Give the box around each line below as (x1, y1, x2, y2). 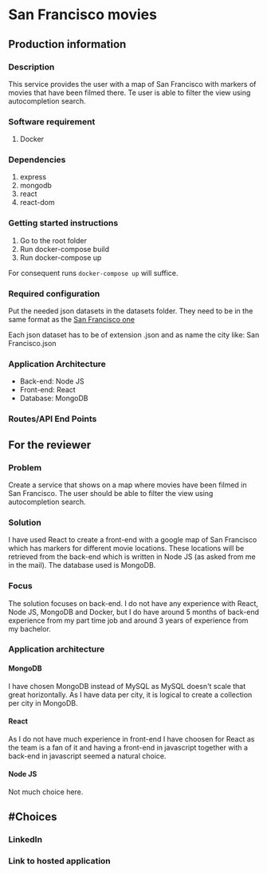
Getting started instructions (8, 218, 119, 229)
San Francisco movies (8, 6, 158, 24)
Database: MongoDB (19, 393, 88, 404)
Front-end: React (19, 385, 76, 395)
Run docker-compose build (19, 244, 110, 254)
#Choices (8, 810, 57, 824)
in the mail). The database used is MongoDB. (8, 561, 156, 570)
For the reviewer (8, 438, 92, 451)
